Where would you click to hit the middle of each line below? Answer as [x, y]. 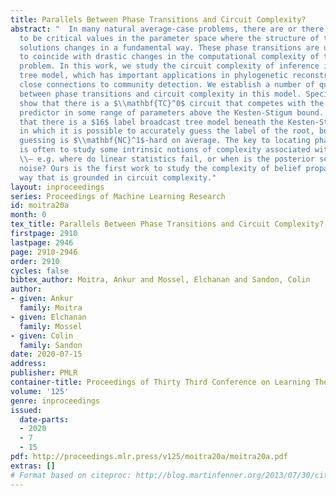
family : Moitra [51, 308]
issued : [26, 410]
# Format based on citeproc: [71, 475]
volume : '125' [40, 391]
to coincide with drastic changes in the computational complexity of [169, 57]
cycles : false [40, 271]
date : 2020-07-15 [46, 354]
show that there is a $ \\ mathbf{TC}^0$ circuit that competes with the [172, 103]
